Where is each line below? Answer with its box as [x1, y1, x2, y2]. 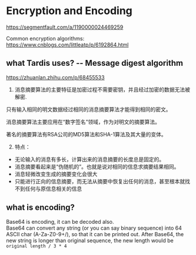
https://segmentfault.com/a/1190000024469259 [6, 24, 124, 31]
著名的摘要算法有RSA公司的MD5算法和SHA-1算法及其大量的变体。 [6, 130, 167, 137]
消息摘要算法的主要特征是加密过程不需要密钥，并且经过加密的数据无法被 [14, 86, 190, 93]
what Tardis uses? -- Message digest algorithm [6, 58, 184, 68]
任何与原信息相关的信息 [25, 185, 82, 192]
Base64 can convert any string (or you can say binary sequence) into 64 [6, 224, 182, 231]
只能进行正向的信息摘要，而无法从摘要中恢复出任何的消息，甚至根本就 [14, 177, 185, 184]
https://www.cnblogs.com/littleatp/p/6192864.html [6, 41, 129, 48]
